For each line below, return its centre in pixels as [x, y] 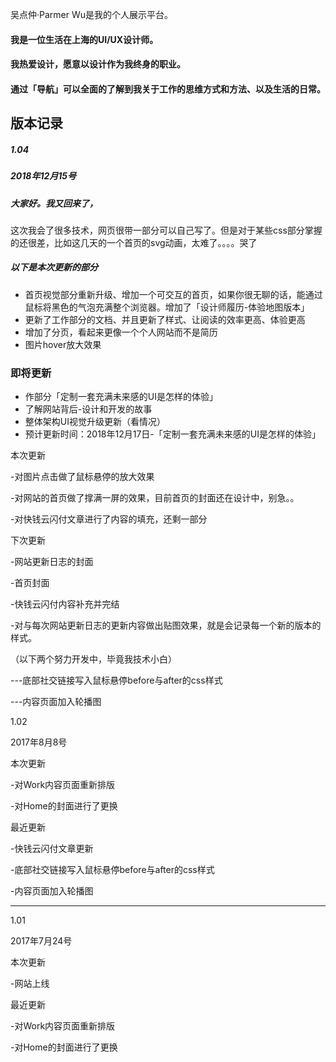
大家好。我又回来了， [54, 203]
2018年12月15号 [43, 176]
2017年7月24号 [41, 941]
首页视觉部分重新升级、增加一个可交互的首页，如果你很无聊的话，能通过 [173, 294]
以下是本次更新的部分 [54, 267]
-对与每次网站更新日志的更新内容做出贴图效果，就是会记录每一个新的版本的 [166, 625]
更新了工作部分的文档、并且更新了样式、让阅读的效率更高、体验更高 [165, 319]
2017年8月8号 [39, 742]
